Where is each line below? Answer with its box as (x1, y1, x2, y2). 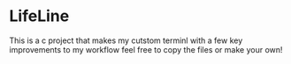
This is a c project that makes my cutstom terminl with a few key (9, 35, 243, 46)
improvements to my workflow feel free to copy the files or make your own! (9, 44, 283, 54)
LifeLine (9, 6, 70, 26)
